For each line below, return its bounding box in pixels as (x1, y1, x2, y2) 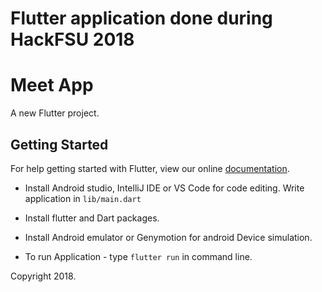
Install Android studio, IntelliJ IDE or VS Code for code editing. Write (24, 182, 305, 194)
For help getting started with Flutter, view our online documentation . (10, 162, 290, 174)
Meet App (10, 74, 94, 97)
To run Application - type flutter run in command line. (24, 250, 253, 262)
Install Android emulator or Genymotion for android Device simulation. (24, 231, 313, 243)
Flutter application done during (10, 7, 273, 30)
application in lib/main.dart (24, 192, 142, 204)
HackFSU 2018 (10, 28, 135, 51)
